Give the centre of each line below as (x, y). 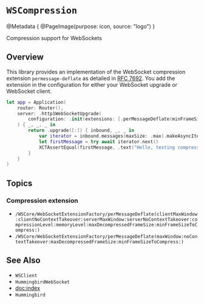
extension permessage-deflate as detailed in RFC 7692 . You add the (91, 78)
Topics (19, 183)
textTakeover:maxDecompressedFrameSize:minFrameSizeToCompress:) (99, 242)
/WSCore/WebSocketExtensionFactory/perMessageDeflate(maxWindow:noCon (106, 236)
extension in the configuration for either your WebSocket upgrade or (92, 84)
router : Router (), (40, 108)
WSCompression (42, 11)
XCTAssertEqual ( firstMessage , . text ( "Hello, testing (107, 147)
